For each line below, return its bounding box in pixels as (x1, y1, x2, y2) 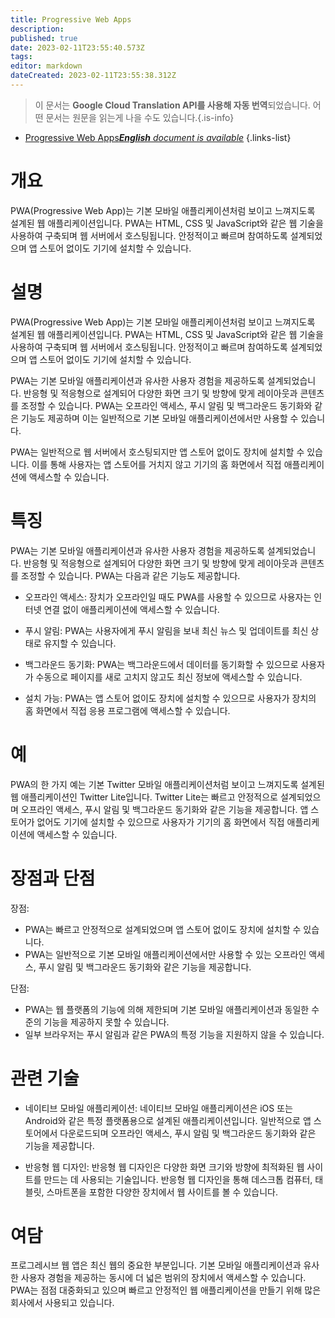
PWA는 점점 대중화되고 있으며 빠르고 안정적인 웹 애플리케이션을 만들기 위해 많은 (10, 1284, 322, 1296)
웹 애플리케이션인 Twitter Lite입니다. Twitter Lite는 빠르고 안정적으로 (10, 791, 278, 803)
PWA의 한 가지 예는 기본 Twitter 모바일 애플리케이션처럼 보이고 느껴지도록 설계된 (10, 778, 325, 790)
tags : (10, 52, 33, 62)
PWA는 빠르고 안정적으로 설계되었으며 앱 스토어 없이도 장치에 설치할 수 (24, 923, 302, 935)
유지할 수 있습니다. (43, 637, 117, 649)
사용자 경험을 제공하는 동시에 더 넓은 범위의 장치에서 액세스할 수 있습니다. (20, 1272, 307, 1284)
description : (10, 24, 65, 34)
